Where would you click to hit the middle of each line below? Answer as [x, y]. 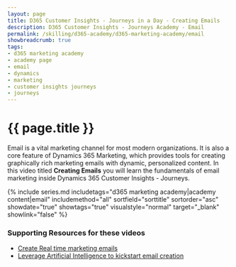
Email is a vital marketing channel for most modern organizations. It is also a [118, 148]
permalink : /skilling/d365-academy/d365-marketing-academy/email [106, 34]
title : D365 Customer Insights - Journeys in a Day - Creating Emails [114, 21]
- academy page [30, 60]
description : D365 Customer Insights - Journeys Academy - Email [106, 27]
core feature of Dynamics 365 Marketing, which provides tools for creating [116, 156]
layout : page [27, 14]
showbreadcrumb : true [39, 40]
